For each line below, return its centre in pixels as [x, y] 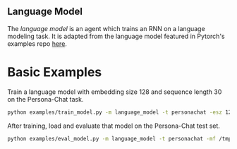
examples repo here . [37, 43]
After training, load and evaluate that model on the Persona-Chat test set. [114, 126]
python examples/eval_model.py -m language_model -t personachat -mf [112, 138]
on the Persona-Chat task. [45, 99]
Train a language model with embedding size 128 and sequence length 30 [115, 92]
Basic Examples [55, 72]
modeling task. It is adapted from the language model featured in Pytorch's [116, 36]
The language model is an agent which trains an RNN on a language [107, 28]
